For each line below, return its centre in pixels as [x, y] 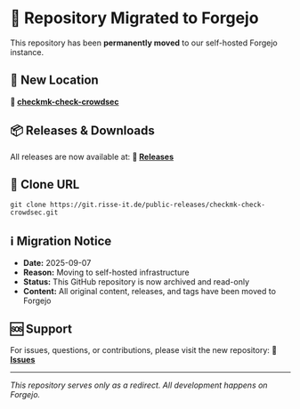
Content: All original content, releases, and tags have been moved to [150, 292]
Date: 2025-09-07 [57, 263]
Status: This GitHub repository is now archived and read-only [136, 282]
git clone [28, 205]
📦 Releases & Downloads [82, 131]
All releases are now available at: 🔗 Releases [92, 156]
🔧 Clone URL [45, 184]
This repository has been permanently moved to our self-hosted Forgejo [144, 43]
